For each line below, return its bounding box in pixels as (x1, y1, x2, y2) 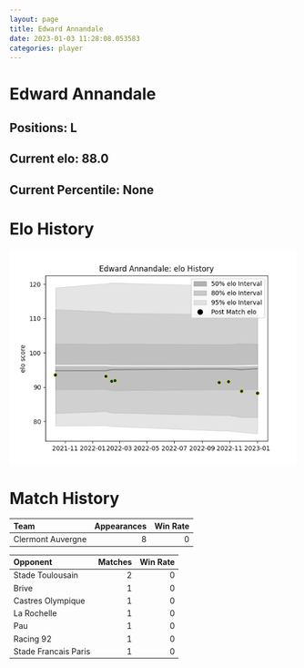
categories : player (9, 44, 84, 53)
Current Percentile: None (9, 182, 155, 198)
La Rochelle (13, 608, 57, 619)
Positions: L (9, 119, 77, 136)
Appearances (94, 520, 147, 531)
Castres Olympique (13, 595, 86, 606)
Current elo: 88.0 (9, 151, 109, 167)
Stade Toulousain (13, 570, 79, 581)
